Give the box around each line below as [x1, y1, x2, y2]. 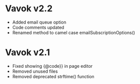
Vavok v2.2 [5, 3, 53, 14]
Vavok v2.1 [5, 47, 50, 58]
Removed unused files [12, 68, 58, 74]
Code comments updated [12, 24, 64, 30]
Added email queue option [12, 19, 67, 25]
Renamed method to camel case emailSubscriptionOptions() [12, 29, 135, 35]
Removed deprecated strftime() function [12, 73, 95, 79]
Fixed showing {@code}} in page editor [12, 63, 93, 69]
